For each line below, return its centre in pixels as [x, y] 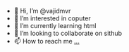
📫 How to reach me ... [47, 41]
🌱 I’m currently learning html [55, 26]
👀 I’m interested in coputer [52, 18]
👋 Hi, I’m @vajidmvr [42, 11]
